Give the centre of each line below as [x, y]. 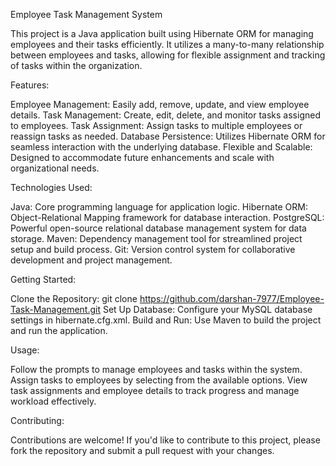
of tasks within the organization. [76, 65]
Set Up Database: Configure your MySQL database [207, 309]
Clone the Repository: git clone [74, 298]
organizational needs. [55, 168]
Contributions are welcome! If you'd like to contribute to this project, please [165, 440]
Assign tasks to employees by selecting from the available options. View [159, 380]
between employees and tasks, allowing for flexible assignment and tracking [168, 55]
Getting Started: [43, 279]
